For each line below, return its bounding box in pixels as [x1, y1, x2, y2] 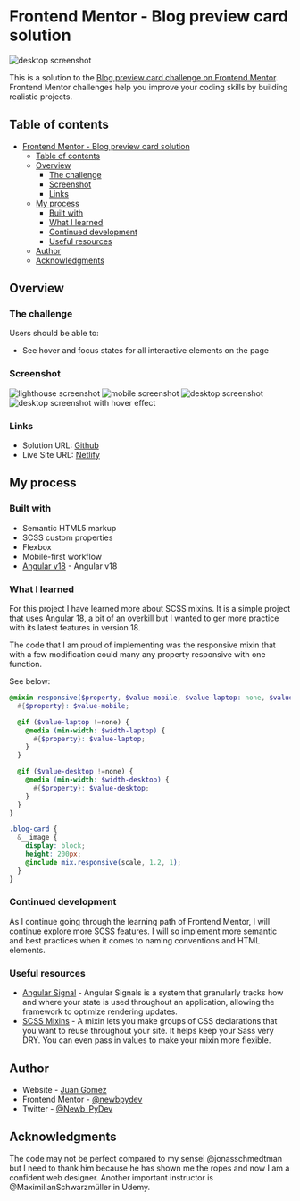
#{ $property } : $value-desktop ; [32, 783, 150, 792]
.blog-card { [9, 825, 58, 833]
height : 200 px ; [25, 850, 82, 859]
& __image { [17, 833, 58, 842]
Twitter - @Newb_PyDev [21, 1103, 113, 1114]
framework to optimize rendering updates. [21, 1006, 179, 1017]
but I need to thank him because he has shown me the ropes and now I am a [9, 1163, 290, 1173]
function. [9, 659, 43, 670]
